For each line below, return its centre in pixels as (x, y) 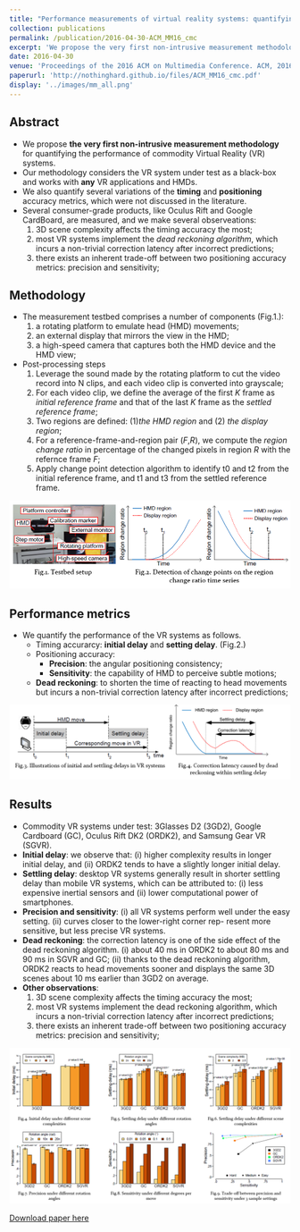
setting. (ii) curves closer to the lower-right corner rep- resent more (146, 921)
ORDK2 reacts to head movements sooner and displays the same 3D (148, 968)
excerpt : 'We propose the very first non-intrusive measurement (131, 47)
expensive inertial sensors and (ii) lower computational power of (140, 892)
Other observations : (60, 987)
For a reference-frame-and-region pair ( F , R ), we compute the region (161, 440)
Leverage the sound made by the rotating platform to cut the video (158, 374)
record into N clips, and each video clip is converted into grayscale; (159, 384)
